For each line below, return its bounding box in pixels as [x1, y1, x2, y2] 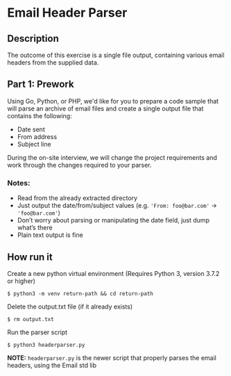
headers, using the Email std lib [7, 361, 97, 369]
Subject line [17, 140, 51, 148]
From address [17, 132, 58, 140]
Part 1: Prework [7, 79, 74, 90]
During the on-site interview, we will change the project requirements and [7, 153, 217, 161]
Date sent [17, 125, 45, 133]
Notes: [7, 178, 31, 188]
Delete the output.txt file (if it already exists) [7, 302, 133, 311]
